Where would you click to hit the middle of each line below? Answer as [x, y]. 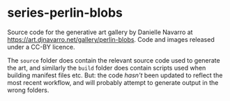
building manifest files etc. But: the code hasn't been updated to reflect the [115, 75]
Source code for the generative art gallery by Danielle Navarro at [100, 32]
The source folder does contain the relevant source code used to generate [114, 60]
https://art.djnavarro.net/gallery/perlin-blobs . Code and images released [111, 39]
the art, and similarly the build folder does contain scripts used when [107, 68]
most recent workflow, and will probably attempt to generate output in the [113, 82]
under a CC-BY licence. [41, 47]
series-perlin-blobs [65, 13]
